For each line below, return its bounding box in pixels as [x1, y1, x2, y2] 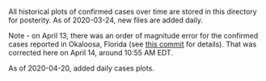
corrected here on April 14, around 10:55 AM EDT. [8, 48, 174, 57]
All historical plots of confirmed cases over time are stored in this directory [8, 7, 257, 16]
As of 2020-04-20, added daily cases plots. [8, 63, 155, 73]
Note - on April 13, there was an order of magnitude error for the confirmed [8, 31, 259, 40]
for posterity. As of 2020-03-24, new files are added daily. [8, 15, 204, 25]
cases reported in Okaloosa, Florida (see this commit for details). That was [8, 39, 257, 49]
